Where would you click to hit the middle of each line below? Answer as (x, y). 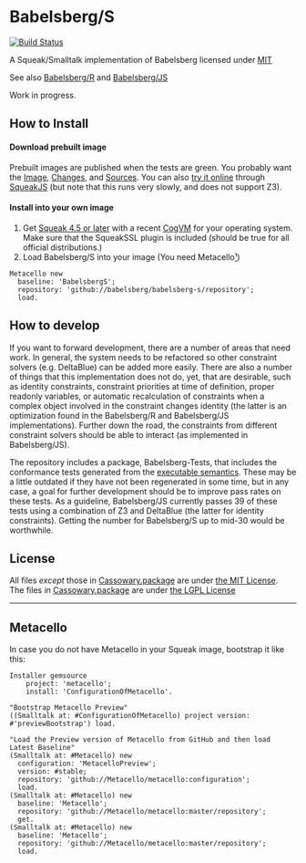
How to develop (55, 326)
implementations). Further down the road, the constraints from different (143, 425)
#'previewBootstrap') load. (63, 724)
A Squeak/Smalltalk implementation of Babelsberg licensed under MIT (141, 59)
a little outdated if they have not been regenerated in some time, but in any (149, 482)
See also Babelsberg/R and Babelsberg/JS (89, 77)
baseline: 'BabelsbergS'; (67, 281)
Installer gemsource (49, 676)
